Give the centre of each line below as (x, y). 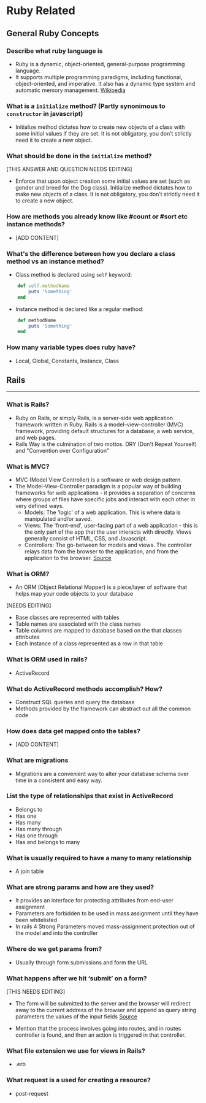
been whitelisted (36, 920)
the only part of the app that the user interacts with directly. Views (108, 532)
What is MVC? (28, 466)
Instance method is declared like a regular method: (79, 309)
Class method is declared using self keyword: (74, 275)
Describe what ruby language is (55, 51)
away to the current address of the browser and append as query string (106, 1010)
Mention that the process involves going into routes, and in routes (98, 1028)
